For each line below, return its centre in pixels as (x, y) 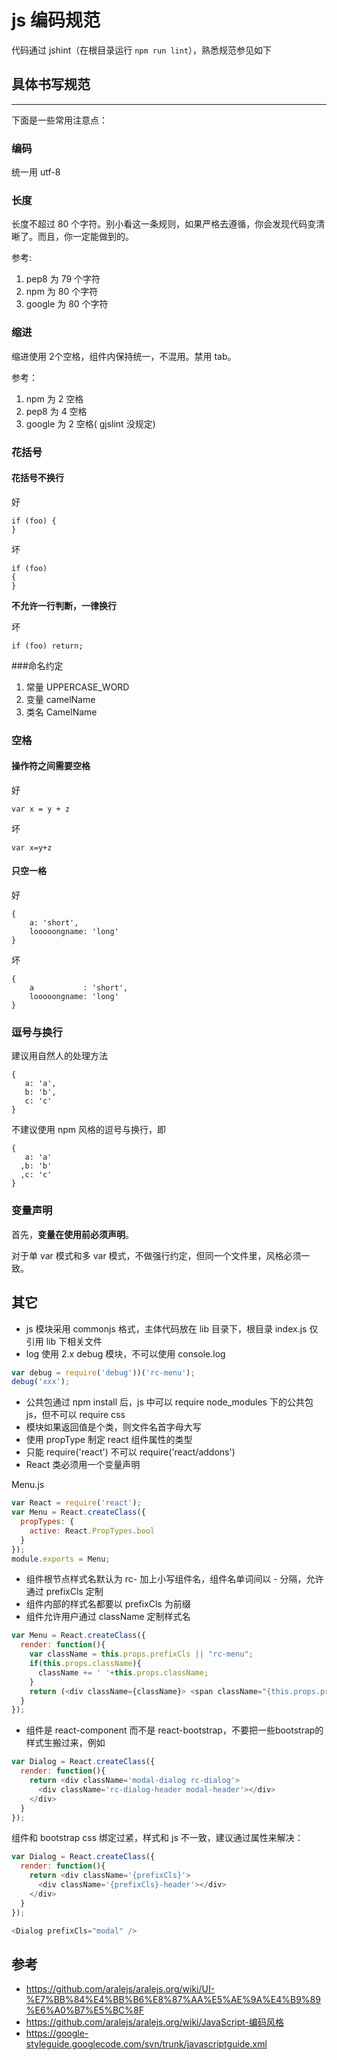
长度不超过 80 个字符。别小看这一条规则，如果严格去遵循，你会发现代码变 (164, 224)
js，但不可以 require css (75, 1415)
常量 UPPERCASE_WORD (77, 687)
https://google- (57, 2033)
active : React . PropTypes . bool (92, 1531)
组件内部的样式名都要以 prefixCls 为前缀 (108, 1604)
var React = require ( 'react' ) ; (76, 1503)
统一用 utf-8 (36, 172)
